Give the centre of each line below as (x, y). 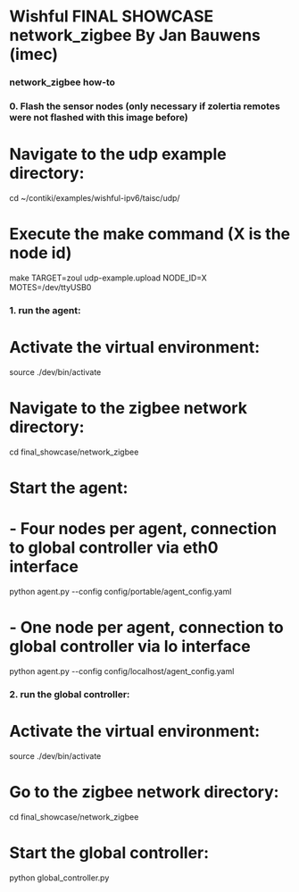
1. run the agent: (45, 310)
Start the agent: (69, 488)
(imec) (34, 54)
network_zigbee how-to (62, 82)
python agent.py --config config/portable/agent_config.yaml (120, 591)
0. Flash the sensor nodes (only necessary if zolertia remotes (145, 106)
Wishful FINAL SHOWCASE (112, 17)
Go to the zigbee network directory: (144, 792)
